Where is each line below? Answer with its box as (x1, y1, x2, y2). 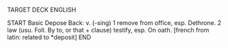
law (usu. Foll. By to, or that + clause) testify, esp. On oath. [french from (7, 26, 210, 34)
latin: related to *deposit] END (7, 33, 91, 41)
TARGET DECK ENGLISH (7, 6, 77, 14)
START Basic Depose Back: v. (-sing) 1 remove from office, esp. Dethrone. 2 (7, 19, 222, 26)
